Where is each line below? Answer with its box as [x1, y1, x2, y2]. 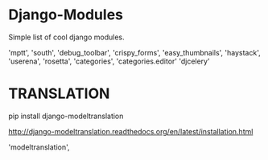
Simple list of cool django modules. [8, 32, 125, 42]
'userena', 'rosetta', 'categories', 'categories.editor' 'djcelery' [8, 56, 211, 66]
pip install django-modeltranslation [8, 111, 124, 121]
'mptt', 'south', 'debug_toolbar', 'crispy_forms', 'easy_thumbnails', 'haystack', [8, 47, 261, 57]
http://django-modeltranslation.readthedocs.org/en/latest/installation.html [8, 126, 254, 136]
